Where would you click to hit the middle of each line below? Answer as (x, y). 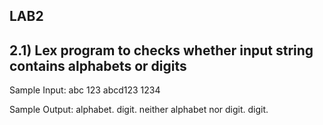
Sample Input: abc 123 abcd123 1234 (85, 90)
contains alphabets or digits (98, 65)
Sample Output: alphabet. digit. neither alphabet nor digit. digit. (139, 110)
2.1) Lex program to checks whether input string (161, 50)
